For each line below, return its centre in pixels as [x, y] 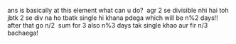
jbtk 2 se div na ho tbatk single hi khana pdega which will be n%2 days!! [113, 18]
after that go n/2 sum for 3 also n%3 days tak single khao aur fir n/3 [108, 25]
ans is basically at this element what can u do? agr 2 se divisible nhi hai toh [118, 10]
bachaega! [23, 33]
